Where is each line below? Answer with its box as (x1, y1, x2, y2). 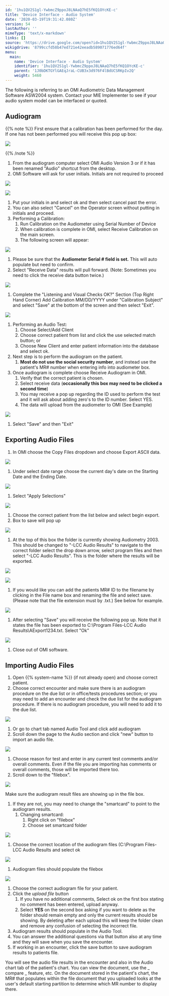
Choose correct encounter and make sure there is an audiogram (12, 685, 146, 691)
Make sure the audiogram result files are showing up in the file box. (5, 791, 145, 797)
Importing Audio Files (5, 661, 74, 670)
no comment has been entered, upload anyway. (20, 901, 119, 908)
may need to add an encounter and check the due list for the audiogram (12, 696, 162, 702)
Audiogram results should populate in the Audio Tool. (12, 928, 123, 934)
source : (5, 40, 22, 45)
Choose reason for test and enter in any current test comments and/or (12, 756, 158, 762)
